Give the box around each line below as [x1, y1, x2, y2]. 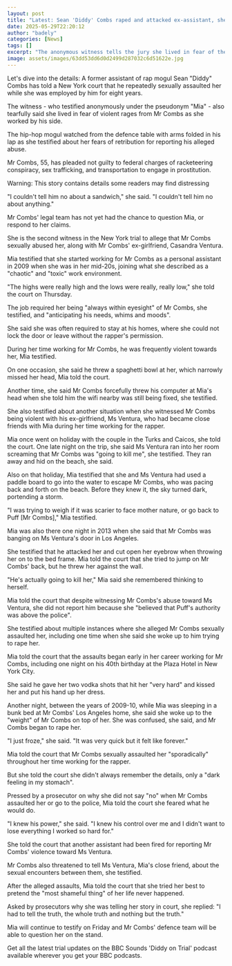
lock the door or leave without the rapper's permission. [7, 331, 164, 339]
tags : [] [7, 42, 32, 49]
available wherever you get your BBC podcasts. [7, 951, 143, 959]
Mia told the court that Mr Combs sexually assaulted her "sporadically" [7, 750, 209, 758]
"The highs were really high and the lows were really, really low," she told [7, 283, 215, 291]
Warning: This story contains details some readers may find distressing [7, 179, 209, 187]
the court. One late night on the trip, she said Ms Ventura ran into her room [7, 442, 220, 451]
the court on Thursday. [7, 290, 72, 298]
